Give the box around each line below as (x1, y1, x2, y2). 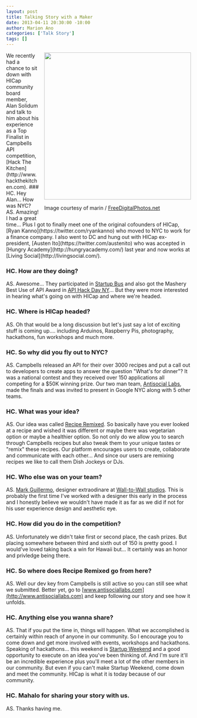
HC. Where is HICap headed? (6, 307, 91, 315)
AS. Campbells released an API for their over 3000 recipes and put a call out (6, 361, 191, 368)
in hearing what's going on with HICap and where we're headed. (6, 292, 162, 300)
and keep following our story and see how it (84, 593, 191, 600)
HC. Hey (6, 190, 26, 197)
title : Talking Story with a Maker (6, 14, 93, 20)
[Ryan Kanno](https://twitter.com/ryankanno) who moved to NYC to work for (6, 227, 191, 234)
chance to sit (6, 65, 38, 71)
